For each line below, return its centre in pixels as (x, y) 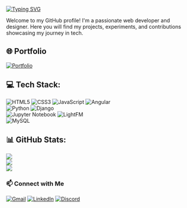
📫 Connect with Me (35, 184)
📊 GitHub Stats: (36, 140)
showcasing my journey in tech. (45, 33)
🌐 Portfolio (27, 51)
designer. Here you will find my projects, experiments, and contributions (94, 27)
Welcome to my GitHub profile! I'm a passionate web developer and (88, 20)
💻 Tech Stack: (33, 85)
